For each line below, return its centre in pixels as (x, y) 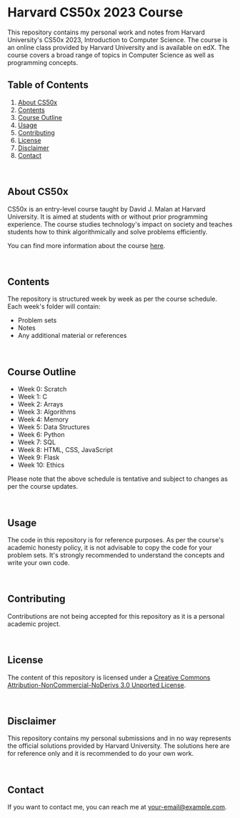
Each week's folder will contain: (54, 306)
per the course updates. (43, 487)
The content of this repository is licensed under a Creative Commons (109, 677)
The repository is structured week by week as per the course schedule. (112, 299)
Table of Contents (48, 85)
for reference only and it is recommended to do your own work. (101, 754)
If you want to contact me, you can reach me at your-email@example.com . (117, 807)
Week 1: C (32, 396)
